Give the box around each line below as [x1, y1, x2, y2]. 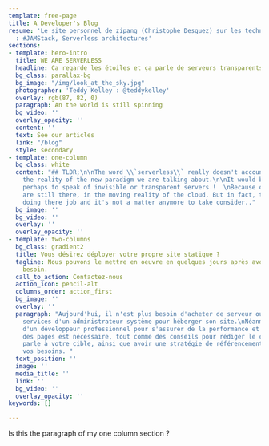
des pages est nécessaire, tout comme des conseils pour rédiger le [22, 332, 256, 341]
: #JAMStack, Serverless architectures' [15, 34, 152, 43]
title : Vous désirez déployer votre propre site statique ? [15, 250, 220, 258]
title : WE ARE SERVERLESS [15, 57, 102, 65]
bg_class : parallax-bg [15, 71, 91, 79]
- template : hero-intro [8, 49, 88, 57]
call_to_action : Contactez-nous [15, 273, 124, 281]
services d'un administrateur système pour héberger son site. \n [22, 318, 246, 326]
